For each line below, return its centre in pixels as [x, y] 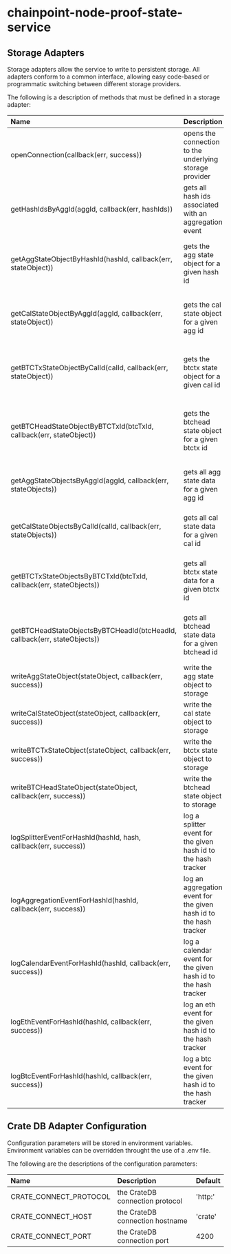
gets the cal [202, 305]
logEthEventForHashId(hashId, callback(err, [81, 1022]
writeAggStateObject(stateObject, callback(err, [87, 676]
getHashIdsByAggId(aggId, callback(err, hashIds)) [92, 209]
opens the [200, 133]
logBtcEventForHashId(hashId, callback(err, [81, 1076]
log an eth [199, 1004]
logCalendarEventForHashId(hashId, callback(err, [90, 963]
